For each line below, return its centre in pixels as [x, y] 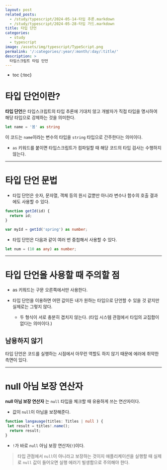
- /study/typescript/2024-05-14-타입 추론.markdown [62, 19]
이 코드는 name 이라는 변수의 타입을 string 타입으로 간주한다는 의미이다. [74, 137]
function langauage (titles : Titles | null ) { [54, 422]
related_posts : [21, 14]
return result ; [25, 431]
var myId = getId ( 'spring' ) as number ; [46, 229]
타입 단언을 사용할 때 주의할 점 [63, 275]
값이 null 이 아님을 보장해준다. [41, 412]
